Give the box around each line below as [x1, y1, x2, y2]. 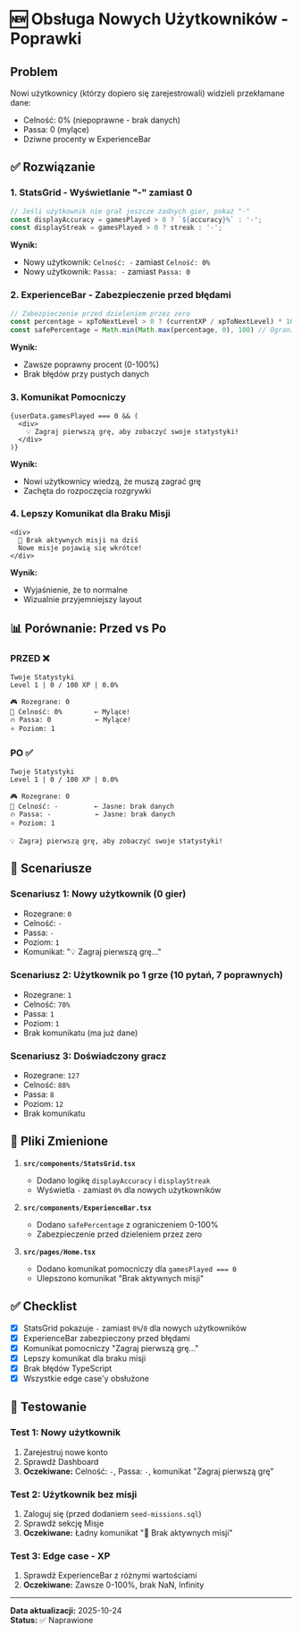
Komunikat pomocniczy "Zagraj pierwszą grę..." [22, 1342, 199, 1353]
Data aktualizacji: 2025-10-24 [10, 1605, 122, 1616]
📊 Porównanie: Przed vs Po [10, 621, 167, 636]
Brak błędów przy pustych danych [22, 369, 150, 379]
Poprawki [10, 29, 82, 49]
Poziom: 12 [22, 1099, 63, 1110]
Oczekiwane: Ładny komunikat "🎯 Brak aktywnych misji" [22, 1528, 233, 1538]
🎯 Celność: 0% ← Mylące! [10, 707, 130, 716]
